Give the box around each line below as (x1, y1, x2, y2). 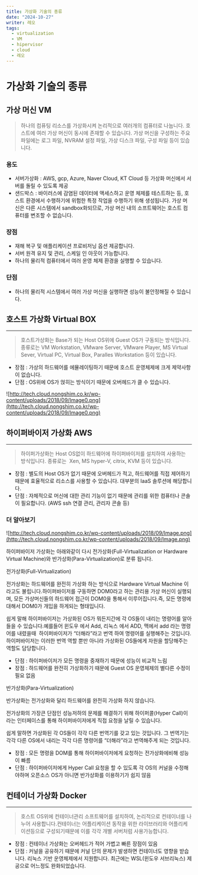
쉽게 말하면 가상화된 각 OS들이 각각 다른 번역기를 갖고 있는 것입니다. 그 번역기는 (6, 730, 190, 737)
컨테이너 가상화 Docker (6, 791, 87, 801)
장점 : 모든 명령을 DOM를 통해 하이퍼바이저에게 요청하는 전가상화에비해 (14, 749, 179, 756)
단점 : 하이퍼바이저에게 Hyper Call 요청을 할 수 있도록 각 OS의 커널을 (14, 764, 173, 771)
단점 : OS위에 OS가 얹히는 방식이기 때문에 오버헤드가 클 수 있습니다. (14, 378, 171, 386)
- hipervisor (11, 42, 44, 48)
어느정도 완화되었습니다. (30, 863, 87, 870)
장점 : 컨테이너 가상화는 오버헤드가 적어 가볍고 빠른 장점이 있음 (14, 840, 158, 847)
